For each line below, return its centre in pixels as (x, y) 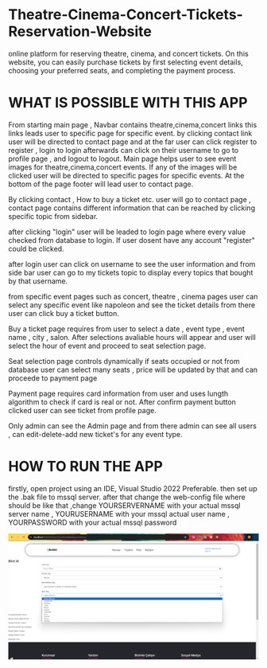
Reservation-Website (80, 31)
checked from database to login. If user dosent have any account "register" (132, 240)
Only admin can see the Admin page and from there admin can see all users (132, 426)
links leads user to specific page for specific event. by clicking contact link (130, 133)
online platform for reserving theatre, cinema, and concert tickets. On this (128, 53)
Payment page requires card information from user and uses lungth (118, 393)
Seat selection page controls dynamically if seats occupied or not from (124, 361)
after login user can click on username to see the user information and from (132, 264)
